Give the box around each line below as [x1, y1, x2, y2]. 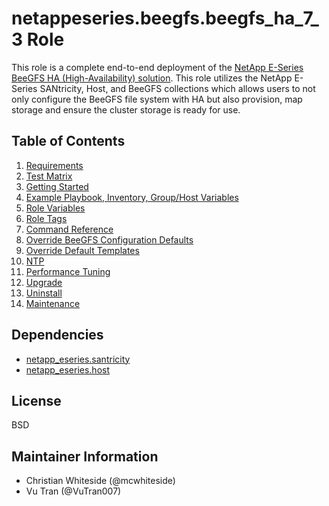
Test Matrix [25, 170, 73, 182]
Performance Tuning [25, 265, 111, 277]
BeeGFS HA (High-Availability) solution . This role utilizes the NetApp [11, 72, 293, 84]
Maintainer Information [11, 448, 159, 465]
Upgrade [25, 276, 63, 288]
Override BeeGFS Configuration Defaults [25, 233, 194, 246]
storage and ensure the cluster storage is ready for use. [11, 103, 241, 116]
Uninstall [25, 287, 63, 299]
